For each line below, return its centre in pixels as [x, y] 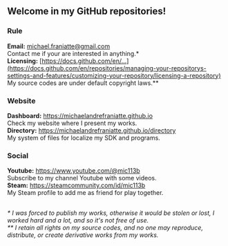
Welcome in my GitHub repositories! [87, 11]
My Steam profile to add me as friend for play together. [85, 193]
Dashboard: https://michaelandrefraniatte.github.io [80, 115]
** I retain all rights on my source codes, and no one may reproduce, [105, 227]
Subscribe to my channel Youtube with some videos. [82, 178]
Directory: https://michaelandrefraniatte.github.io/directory [92, 130]
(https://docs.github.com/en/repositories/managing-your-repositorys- [107, 68]
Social [18, 155]
